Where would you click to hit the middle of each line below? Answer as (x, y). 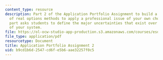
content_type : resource (29, 9)
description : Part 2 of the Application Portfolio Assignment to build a (81, 14)
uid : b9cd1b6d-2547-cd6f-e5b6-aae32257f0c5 (50, 50)
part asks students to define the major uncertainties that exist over (83, 23)
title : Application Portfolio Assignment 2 (50, 45)
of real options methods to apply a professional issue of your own (80, 18)
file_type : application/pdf (33, 37)
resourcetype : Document (29, 41)
